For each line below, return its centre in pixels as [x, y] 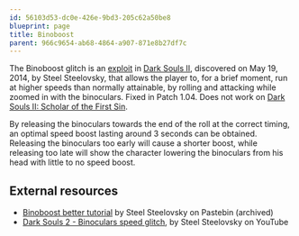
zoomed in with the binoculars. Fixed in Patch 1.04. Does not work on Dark [147, 97]
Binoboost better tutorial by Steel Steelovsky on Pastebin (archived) [148, 213]
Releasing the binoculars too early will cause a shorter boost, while [134, 143]
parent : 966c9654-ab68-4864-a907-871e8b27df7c [98, 43]
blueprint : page [40, 26]
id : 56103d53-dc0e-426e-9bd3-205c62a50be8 [90, 18]
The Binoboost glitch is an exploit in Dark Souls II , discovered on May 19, [144, 68]
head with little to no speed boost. [72, 162]
